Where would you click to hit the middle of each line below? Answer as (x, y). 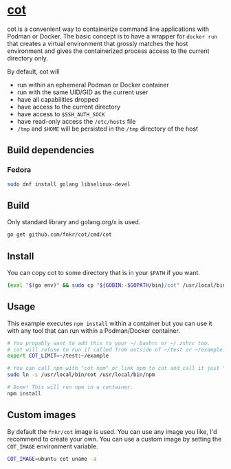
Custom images (42, 415)
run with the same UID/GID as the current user (82, 92)
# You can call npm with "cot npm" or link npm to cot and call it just (113, 369)
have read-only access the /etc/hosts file (76, 121)
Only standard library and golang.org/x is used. (74, 222)
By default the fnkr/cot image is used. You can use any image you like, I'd (112, 431)
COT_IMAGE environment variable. (53, 446)
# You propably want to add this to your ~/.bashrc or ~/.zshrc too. (109, 343)
